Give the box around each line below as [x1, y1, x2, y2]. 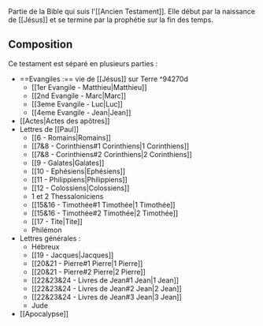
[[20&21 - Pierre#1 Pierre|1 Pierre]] [31, 258, 143, 268]
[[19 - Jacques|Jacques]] [31, 250, 114, 260]
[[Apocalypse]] [19, 309, 69, 318]
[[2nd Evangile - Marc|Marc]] [31, 91, 127, 100]
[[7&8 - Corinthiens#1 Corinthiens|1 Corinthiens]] [31, 141, 190, 151]
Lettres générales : [19, 233, 81, 243]
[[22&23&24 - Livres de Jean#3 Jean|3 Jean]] [31, 292, 183, 302]
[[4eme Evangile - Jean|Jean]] [31, 107, 131, 117]
